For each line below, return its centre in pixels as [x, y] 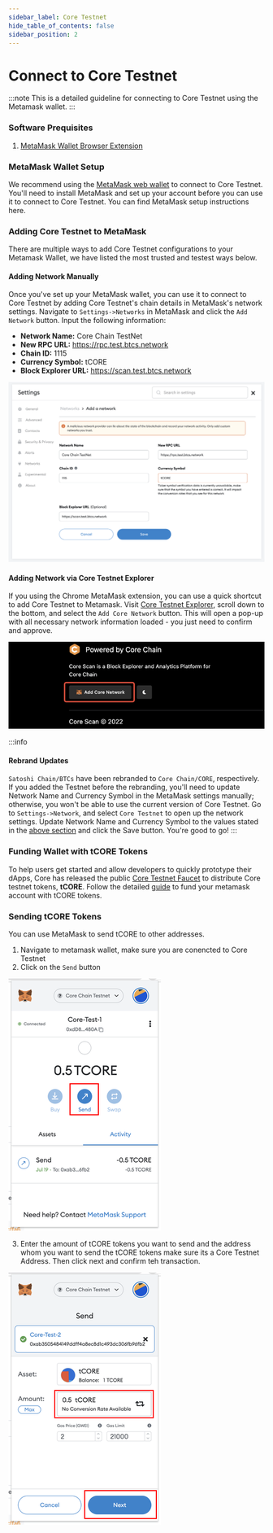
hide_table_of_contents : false [61, 26]
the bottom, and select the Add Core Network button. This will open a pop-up [136, 614]
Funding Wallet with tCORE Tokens [78, 852]
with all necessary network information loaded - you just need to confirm [130, 622]
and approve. [30, 631]
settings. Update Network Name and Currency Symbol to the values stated [133, 822]
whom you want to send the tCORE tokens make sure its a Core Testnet [140, 1252]
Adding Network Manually [54, 276]
